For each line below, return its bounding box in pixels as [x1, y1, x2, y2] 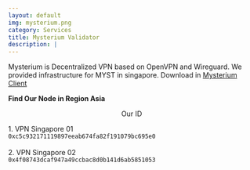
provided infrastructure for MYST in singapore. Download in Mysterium [8, 71, 237, 80]
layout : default [8, 11, 61, 20]
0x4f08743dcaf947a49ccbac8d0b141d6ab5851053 [8, 156, 156, 165]
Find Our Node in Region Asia [8, 94, 106, 103]
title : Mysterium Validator [8, 33, 100, 42]
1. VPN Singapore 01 [8, 125, 74, 134]
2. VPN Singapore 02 [8, 148, 77, 157]
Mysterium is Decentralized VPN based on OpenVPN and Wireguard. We [8, 62, 242, 71]
